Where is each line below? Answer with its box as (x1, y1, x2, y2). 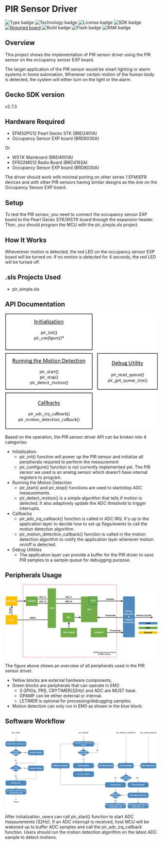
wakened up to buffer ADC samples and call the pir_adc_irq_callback (5, 824, 142, 830)
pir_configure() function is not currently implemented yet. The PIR (19, 464, 150, 470)
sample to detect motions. (5, 834, 57, 840)
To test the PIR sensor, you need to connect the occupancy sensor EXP (5, 211, 147, 217)
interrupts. (19, 505, 40, 511)
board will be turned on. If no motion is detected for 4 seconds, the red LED (5, 254, 156, 259)
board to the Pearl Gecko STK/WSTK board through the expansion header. (5, 217, 154, 223)
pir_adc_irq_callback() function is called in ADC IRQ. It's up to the (19, 516, 149, 522)
